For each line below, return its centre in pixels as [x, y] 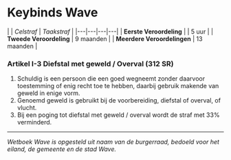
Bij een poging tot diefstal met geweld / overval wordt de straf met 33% [118, 115]
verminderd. [34, 122]
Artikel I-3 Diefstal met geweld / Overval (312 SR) [90, 64]
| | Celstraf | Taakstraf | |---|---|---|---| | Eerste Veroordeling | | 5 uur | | [110, 31]
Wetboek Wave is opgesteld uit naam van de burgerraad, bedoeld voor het [113, 142]
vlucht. [27, 108]
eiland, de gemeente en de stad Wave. [62, 149]
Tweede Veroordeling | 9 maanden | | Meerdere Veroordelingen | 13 [105, 38]
